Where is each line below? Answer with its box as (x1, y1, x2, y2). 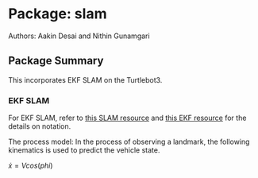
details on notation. (8, 122, 71, 131)
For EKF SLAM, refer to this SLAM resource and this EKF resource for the (8, 113, 247, 123)
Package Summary (8, 54, 104, 68)
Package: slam (8, 5, 107, 23)
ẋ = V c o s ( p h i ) (8, 161, 53, 171)
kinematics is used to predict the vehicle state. (8, 145, 160, 155)
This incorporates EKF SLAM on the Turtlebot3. (8, 75, 163, 84)
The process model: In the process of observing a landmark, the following (8, 137, 250, 147)
